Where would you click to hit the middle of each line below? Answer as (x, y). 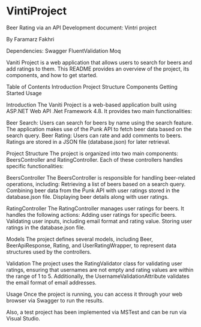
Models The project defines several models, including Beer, (79, 239)
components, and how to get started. (52, 75)
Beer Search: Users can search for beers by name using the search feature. (100, 122)
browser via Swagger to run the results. (55, 300)
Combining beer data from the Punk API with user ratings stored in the (93, 190)
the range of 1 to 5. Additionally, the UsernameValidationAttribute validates (98, 276)
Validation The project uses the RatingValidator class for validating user (94, 263)
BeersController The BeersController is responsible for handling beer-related (101, 177)
